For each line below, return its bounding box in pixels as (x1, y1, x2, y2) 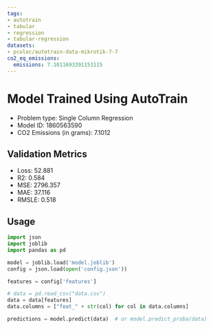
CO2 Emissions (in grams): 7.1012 (16, 128, 111, 136)
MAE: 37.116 (16, 189, 51, 197)
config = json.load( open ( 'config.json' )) (7, 266, 128, 273)
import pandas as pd (7, 246, 67, 253)
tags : (7, 10, 23, 17)
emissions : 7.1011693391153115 (13, 61, 103, 68)
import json (7, 234, 41, 241)
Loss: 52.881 (16, 167, 54, 175)
